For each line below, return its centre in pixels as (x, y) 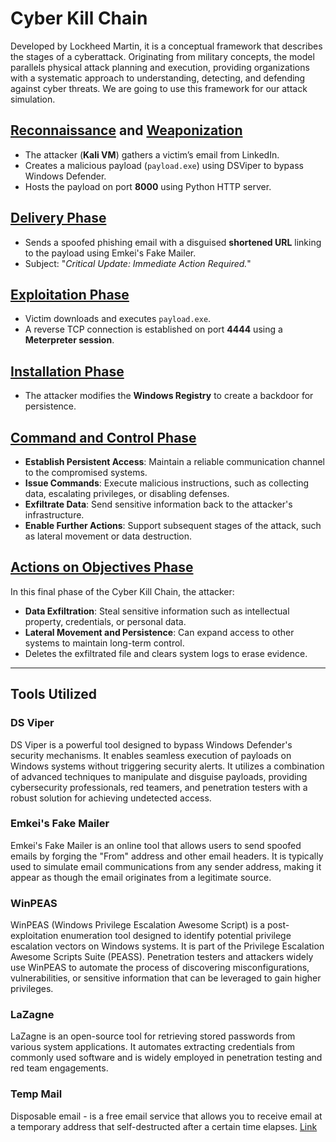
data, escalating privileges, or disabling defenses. (127, 493)
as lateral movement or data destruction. (108, 536)
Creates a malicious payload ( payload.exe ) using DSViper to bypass (164, 165)
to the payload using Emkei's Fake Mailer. (110, 253)
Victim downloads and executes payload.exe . (118, 319)
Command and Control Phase (103, 437)
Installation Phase (67, 371)
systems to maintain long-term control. (104, 643)
